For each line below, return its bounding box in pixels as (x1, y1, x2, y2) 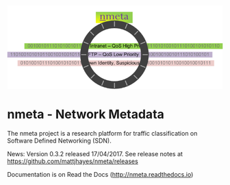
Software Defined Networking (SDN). (7, 136, 112, 145)
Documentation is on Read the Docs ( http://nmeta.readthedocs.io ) (7, 171, 194, 179)
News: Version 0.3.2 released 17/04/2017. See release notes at (7, 150, 183, 158)
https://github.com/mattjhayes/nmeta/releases (7, 157, 138, 166)
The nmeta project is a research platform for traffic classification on (7, 129, 198, 138)
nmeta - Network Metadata (7, 107, 164, 122)
